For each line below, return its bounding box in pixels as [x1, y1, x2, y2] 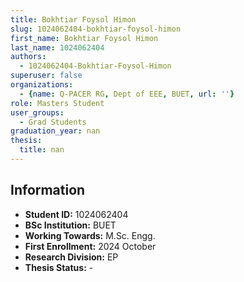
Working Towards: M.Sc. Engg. [24, 229, 156, 241]
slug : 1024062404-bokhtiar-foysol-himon [10, 24, 182, 34]
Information [10, 182, 86, 199]
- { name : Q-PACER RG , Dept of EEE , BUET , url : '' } [19, 89, 235, 99]
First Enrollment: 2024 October [24, 240, 157, 252]
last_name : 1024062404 [10, 42, 105, 53]
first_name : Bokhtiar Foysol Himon [10, 33, 159, 43]
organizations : [10, 80, 74, 90]
